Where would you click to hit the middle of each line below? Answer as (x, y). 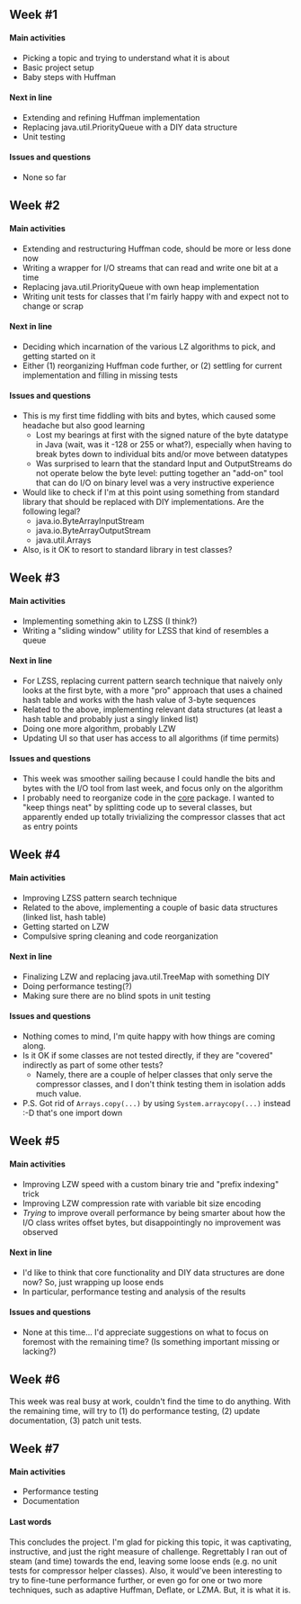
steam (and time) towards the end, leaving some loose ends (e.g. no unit (143, 1561)
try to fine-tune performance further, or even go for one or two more (136, 1580)
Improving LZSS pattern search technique (100, 897)
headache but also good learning (84, 425)
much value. (58, 1094)
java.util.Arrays (63, 540)
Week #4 (35, 855)
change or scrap (53, 306)
